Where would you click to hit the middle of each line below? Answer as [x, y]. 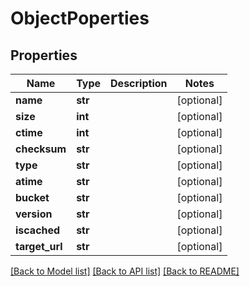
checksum [41, 149]
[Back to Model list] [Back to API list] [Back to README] [125, 271]
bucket [32, 197]
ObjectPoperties [80, 18]
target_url [39, 246]
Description [139, 83]
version [34, 214]
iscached [38, 230]
